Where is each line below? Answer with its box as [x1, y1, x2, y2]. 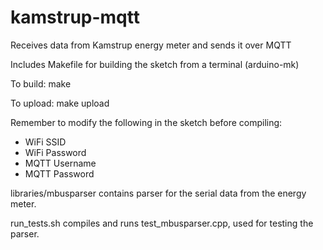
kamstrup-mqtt [10, 6, 140, 29]
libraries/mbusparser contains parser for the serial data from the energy [10, 187, 307, 199]
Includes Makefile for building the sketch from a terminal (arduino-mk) [10, 58, 300, 70]
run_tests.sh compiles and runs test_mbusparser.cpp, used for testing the [10, 217, 314, 229]
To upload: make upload [10, 97, 110, 109]
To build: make [10, 77, 72, 90]
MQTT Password [24, 167, 95, 180]
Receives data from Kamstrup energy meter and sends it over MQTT [10, 39, 292, 51]
